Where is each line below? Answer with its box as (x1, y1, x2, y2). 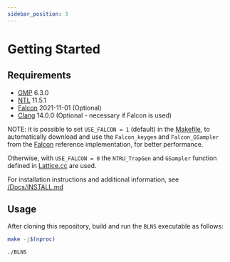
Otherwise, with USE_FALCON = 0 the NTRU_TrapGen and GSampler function (7, 154, 217, 162)
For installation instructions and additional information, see (7, 175, 179, 184)
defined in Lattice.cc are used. (7, 161, 97, 169)
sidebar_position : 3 (7, 10, 69, 18)
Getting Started (7, 41, 101, 57)
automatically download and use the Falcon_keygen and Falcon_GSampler (7, 132, 219, 141)
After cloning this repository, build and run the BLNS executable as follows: (7, 222, 224, 231)
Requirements (7, 69, 71, 82)
